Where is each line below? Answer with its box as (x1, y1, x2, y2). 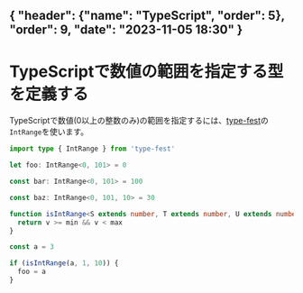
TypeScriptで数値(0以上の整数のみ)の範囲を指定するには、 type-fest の (9, 115, 269, 126)
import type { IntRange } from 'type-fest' (9, 144, 176, 153)
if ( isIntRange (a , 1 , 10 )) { (9, 259, 119, 268)
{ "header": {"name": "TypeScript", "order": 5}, (9, 8, 286, 23)
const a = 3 (9, 243, 54, 252)
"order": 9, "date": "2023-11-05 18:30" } (9, 23, 243, 38)
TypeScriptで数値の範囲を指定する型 (9, 61, 284, 81)
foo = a (17, 267, 47, 277)
